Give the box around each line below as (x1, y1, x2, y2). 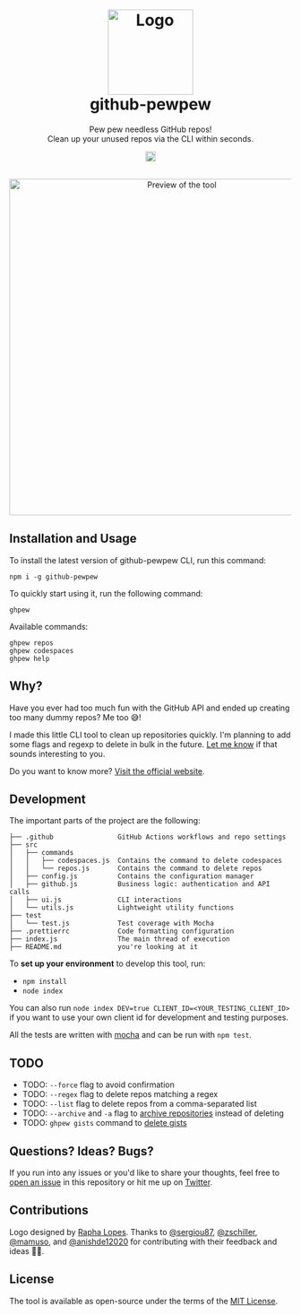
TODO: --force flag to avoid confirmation (21, 1079, 175, 1090)
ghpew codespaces (9, 646, 74, 655)
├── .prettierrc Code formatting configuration (9, 927, 235, 936)
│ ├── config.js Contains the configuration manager (9, 872, 254, 881)
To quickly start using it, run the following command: (9, 588, 203, 598)
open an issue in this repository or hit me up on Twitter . (9, 1177, 213, 1188)
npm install (21, 978, 67, 987)
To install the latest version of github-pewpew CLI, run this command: (9, 554, 267, 565)
